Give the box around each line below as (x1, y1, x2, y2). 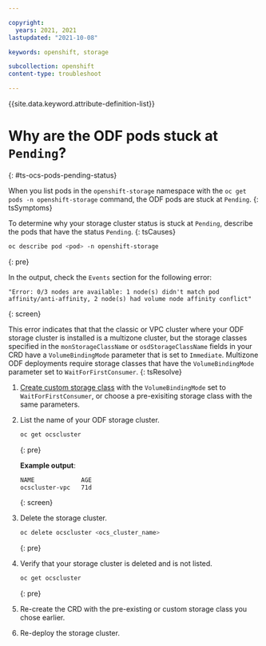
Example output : (19, 460, 76, 470)
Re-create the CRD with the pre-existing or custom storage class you (19, 604, 248, 614)
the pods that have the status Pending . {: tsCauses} (8, 227, 176, 236)
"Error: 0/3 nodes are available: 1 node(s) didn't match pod (8, 287, 220, 296)
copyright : (8, 18, 45, 26)
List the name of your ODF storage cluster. (19, 415, 160, 424)
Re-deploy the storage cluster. (19, 628, 120, 638)
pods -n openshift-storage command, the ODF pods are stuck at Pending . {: (8, 194, 259, 204)
